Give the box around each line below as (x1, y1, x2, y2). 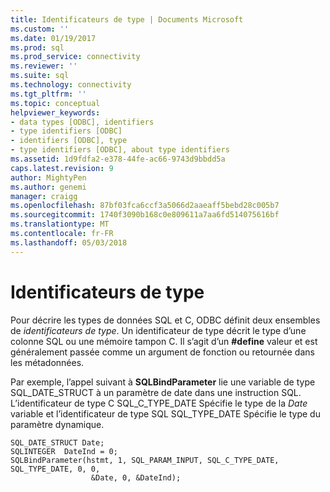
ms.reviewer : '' (10, 61, 78, 71)
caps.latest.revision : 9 (10, 163, 114, 173)
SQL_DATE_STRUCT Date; (10, 437, 105, 448)
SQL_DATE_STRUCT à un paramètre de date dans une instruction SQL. (10, 386, 302, 398)
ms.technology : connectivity (10, 80, 132, 90)
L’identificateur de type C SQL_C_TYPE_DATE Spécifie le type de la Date (10, 397, 308, 409)
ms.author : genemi (10, 182, 87, 192)
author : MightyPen (10, 172, 87, 183)
